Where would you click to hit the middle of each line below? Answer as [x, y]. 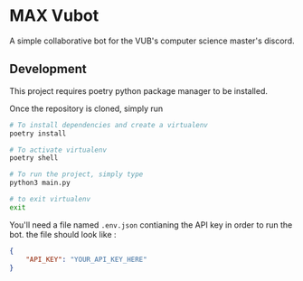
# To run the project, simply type [76, 174]
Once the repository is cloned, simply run [86, 108]
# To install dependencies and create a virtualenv [109, 125]
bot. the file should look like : [63, 234]
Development [48, 69]
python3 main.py [40, 183]
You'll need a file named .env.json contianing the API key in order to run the [151, 225]
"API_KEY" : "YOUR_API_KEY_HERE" [86, 259]
